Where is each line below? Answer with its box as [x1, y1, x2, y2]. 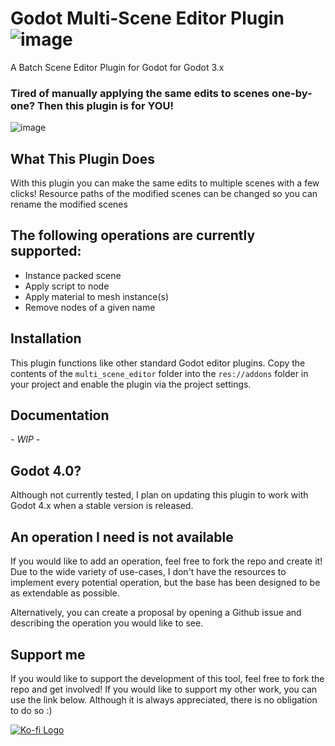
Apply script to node [24, 280, 110, 292]
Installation [10, 330, 82, 347]
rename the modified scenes [10, 198, 128, 211]
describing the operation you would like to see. [10, 617, 204, 629]
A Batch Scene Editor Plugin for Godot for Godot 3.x [10, 61, 225, 73]
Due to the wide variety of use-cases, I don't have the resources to [10, 566, 287, 578]
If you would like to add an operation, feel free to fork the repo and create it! [10, 555, 323, 567]
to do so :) [10, 704, 53, 716]
